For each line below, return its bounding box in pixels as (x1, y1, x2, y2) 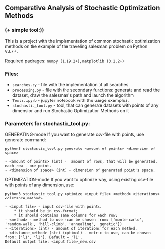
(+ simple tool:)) (5, 27, 44, 34)
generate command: (5, 137, 46, 143)
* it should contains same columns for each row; (14, 213, 118, 218)
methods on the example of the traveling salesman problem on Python (5, 43, 148, 49)
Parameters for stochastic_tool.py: (5, 120, 90, 127)
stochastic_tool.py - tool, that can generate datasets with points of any (12, 102, 159, 108)
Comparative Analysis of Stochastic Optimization (5, 4, 160, 12)
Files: (5, 70, 19, 77)
